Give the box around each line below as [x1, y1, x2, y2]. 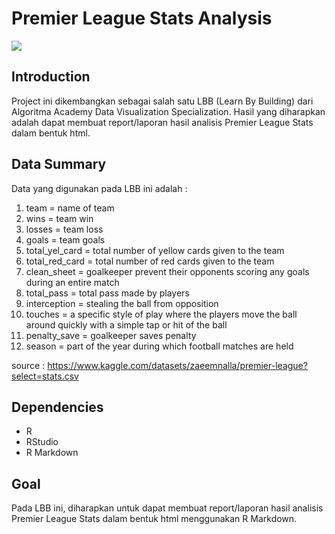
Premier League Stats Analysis [11, 7, 273, 30]
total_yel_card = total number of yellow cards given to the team [25, 244, 285, 256]
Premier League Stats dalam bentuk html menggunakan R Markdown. [11, 513, 298, 525]
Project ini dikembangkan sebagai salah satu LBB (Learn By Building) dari [11, 95, 314, 107]
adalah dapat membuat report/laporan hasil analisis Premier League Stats [11, 116, 314, 128]
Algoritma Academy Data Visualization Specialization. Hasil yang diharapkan [11, 105, 326, 117]
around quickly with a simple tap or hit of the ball [25, 318, 228, 331]
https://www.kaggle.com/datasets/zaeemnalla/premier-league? [47, 359, 308, 371]
